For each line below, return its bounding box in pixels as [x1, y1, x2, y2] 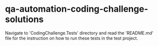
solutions [5, 14, 44, 25]
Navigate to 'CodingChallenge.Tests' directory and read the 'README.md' [5, 30, 154, 36]
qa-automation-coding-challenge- [5, 3, 149, 15]
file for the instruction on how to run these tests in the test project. [5, 35, 138, 41]
